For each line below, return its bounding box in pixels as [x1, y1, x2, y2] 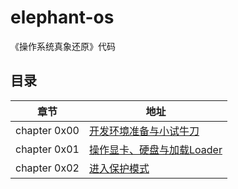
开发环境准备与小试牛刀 [88, 124, 200, 138]
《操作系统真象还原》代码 [10, 40, 116, 52]
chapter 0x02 [15, 161, 80, 175]
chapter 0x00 [15, 123, 80, 137]
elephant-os [10, 6, 115, 29]
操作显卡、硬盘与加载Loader [88, 142, 223, 156]
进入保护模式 [88, 161, 150, 175]
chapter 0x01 [15, 142, 80, 156]
